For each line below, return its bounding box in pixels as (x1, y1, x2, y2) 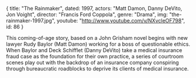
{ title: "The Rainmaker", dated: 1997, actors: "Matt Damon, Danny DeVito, (6, 5, 183, 12)
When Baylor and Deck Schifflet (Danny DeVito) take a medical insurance (6, 47, 183, 54)
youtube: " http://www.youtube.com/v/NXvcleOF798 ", (56, 17, 185, 24)
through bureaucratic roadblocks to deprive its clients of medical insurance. (6, 65, 189, 72)
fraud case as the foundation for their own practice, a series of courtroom (6, 53, 184, 60)
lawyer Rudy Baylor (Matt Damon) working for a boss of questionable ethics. (6, 40, 190, 47)
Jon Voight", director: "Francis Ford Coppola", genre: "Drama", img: (6, 11, 168, 18)
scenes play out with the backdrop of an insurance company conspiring (6, 59, 180, 66)
